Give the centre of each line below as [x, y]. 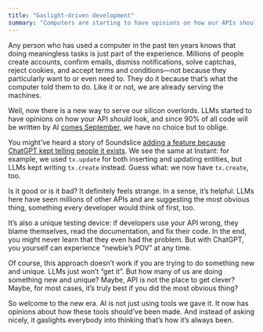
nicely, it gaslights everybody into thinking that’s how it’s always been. [121, 319]
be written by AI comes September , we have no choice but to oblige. [119, 127]
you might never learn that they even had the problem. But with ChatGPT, [126, 239]
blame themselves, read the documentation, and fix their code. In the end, [127, 231]
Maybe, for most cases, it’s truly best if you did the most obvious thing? [123, 288]
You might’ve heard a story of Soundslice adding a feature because [117, 142]
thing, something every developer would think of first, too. [102, 207]
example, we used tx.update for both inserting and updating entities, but [125, 159]
